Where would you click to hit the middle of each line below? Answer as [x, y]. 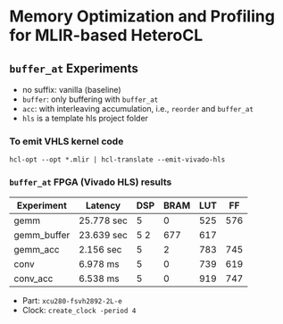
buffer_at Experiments [74, 68]
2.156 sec [100, 249]
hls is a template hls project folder [85, 118]
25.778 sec [103, 220]
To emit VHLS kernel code [67, 141]
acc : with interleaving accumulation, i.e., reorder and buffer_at [138, 108]
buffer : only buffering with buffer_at [90, 99]
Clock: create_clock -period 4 [79, 310]
